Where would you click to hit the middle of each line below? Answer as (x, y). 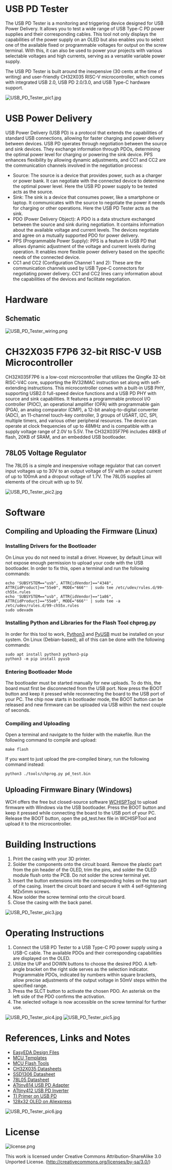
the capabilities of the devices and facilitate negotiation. (72, 279)
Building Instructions (51, 845)
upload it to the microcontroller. (39, 824)
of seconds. (18, 710)
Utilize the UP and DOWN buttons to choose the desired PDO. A (80, 964)
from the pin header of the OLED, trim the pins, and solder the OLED (85, 870)
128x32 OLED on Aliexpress (42, 1102)
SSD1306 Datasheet (34, 1074)
